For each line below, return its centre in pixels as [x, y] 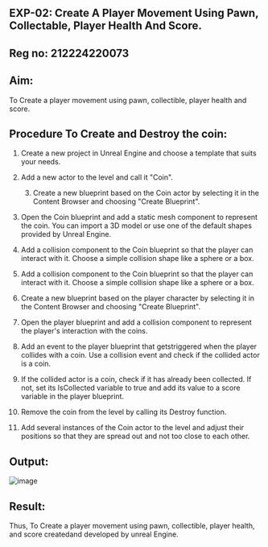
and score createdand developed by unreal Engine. [94, 534]
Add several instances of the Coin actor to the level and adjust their [132, 428]
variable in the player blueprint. [72, 396]
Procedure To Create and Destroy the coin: [118, 133]
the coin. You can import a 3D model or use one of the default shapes [136, 226]
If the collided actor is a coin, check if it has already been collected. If [136, 379]
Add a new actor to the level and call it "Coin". [97, 177]
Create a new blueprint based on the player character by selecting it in [138, 298]
